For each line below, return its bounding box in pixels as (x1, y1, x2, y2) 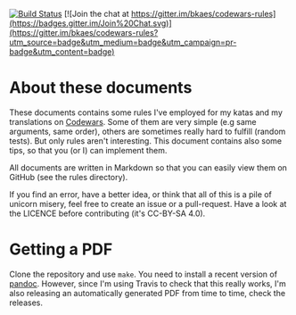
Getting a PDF (9, 239, 113, 260)
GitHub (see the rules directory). (9, 171, 128, 182)
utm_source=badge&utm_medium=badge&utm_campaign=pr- (9, 37, 237, 47)
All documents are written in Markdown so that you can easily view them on (9, 162, 288, 173)
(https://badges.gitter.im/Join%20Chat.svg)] (9, 18, 172, 29)
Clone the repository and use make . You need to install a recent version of (9, 269, 278, 279)
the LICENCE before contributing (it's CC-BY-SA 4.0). (9, 208, 206, 219)
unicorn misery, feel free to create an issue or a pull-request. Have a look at (9, 198, 287, 209)
